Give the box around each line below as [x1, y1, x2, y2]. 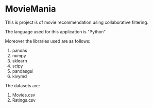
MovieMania [5, 3, 56, 15]
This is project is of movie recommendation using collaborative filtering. [5, 19, 149, 25]
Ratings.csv [12, 97, 36, 103]
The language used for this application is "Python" [5, 29, 106, 34]
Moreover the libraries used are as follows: [5, 38, 91, 44]
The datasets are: [5, 82, 40, 88]
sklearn [12, 58, 28, 63]
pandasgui [12, 68, 34, 74]
